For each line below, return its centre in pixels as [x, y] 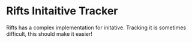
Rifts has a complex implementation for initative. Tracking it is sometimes [96, 27]
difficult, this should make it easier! [49, 33]
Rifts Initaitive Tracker [62, 11]
